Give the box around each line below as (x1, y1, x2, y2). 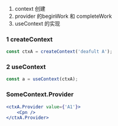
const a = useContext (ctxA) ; (6, 76, 78, 82)
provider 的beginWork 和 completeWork (14, 12, 112, 20)
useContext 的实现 (14, 20, 60, 27)
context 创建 (14, 5, 46, 12)
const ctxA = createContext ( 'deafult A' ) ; (6, 49, 113, 55)
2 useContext (6, 63, 46, 71)
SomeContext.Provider (6, 90, 74, 99)
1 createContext (6, 35, 53, 43)
